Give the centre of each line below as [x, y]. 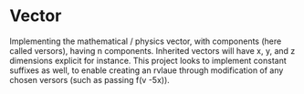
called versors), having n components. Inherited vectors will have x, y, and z [152, 50]
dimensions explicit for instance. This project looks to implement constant [148, 60]
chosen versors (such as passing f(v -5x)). [90, 79]
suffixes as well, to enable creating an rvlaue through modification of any [147, 70]
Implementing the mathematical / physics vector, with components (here [146, 41]
